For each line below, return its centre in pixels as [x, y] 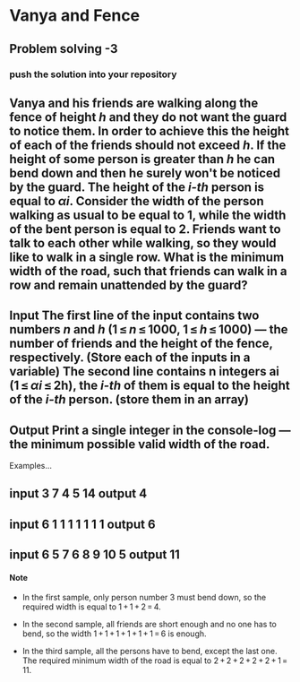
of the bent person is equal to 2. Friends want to [145, 229]
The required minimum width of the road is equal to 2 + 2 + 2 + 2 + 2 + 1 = [155, 660]
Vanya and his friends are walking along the [134, 103]
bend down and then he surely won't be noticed [145, 173]
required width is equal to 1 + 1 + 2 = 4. [91, 607]
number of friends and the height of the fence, [141, 344]
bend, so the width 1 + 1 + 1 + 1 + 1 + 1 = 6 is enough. [115, 634]
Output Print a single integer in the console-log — [150, 430]
